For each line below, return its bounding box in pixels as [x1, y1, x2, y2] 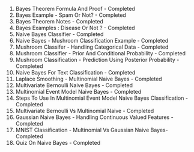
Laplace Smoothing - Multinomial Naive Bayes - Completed [15, 75, 162, 82]
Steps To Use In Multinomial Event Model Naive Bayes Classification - [15, 94, 189, 102]
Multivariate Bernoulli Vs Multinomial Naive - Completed [15, 108, 154, 114]
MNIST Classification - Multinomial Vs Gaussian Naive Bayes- [15, 126, 168, 133]
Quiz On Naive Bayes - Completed [15, 139, 101, 146]
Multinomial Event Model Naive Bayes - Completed [15, 88, 142, 95]
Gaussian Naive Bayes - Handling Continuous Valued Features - [15, 114, 174, 121]
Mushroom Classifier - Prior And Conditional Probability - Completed [15, 50, 186, 56]
